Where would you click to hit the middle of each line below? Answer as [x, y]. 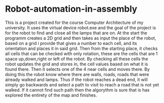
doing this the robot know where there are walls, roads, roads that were [77, 74]
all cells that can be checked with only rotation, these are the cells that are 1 [82, 53]
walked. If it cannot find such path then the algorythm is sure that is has [77, 90]
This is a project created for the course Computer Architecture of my [74, 22]
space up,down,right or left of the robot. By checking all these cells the [77, 59]
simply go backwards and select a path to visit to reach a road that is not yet [82, 84]
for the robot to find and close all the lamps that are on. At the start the [76, 33]
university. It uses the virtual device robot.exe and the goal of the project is [81, 27]
